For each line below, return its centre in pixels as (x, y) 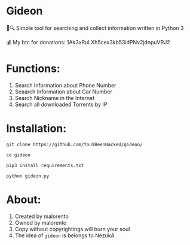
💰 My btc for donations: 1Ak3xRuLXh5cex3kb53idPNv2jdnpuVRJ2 (88, 42)
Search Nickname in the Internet (55, 98)
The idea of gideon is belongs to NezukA (65, 235)
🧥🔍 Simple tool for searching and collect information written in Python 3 (95, 28)
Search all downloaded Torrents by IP (61, 104)
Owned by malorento (41, 222)
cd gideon (19, 155)
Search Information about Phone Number (65, 85)
